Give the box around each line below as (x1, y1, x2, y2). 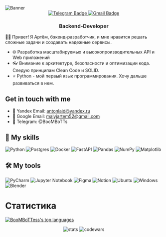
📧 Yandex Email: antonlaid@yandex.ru (12, 108, 91, 114)
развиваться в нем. (12, 80, 54, 86)
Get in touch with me (5, 94, 71, 103)
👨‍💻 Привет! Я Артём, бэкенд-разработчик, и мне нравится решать (5, 34, 148, 40)
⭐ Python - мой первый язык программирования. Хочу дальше (12, 73, 147, 79)
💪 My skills (5, 133, 39, 141)
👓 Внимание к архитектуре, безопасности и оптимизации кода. (12, 60, 151, 66)
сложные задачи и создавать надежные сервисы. (5, 39, 112, 45)
